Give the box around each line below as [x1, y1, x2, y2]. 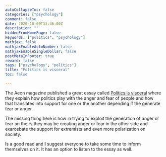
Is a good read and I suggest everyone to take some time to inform [5, 141, 141, 147]
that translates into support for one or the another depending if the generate [5, 100, 161, 106]
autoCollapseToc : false [5, 7, 55, 12]
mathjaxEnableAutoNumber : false [5, 44, 72, 49]
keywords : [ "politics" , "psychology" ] [5, 35, 85, 40]
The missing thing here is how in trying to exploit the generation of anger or [5, 115, 160, 121]
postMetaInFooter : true [5, 53, 55, 59]
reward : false [5, 58, 35, 63]
